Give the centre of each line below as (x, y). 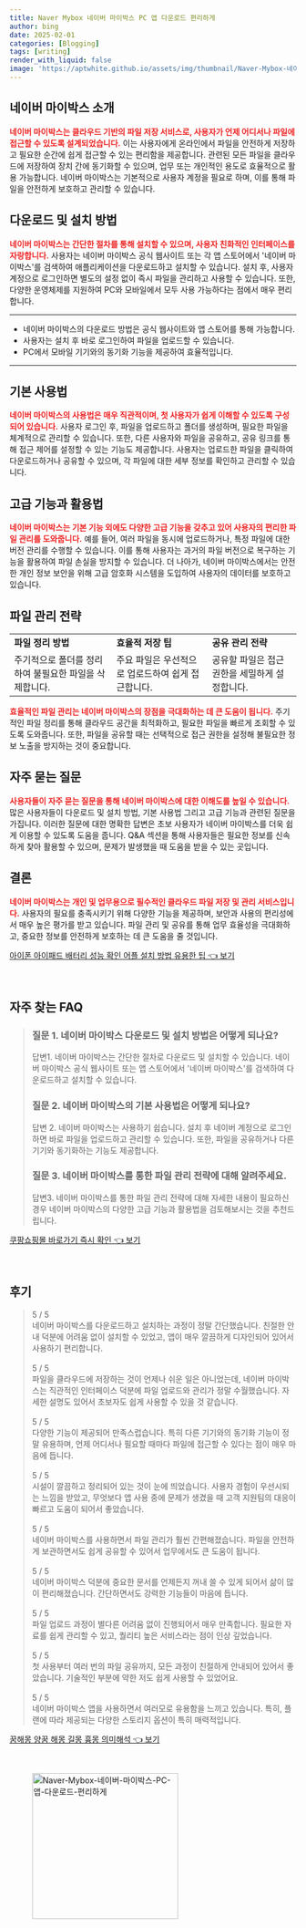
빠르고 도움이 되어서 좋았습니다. (87, 1508)
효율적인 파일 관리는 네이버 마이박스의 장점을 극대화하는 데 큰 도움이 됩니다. (141, 711)
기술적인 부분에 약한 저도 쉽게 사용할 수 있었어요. (152, 1677)
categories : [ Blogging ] (55, 43)
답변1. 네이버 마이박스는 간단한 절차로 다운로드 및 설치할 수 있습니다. (152, 1057)
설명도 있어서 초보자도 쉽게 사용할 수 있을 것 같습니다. (143, 1402)
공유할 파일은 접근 (248, 659)
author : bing (34, 26)
